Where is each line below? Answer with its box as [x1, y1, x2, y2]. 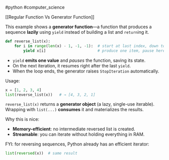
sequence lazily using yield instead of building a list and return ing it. [5, 29, 149, 35]
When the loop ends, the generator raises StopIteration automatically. [12, 68, 159, 74]
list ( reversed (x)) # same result [5, 151, 78, 156]
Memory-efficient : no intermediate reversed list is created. [12, 126, 135, 132]
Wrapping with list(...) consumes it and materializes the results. [5, 107, 144, 113]
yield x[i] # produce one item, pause [23, 48, 154, 53]
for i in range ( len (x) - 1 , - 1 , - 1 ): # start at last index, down [14, 43, 158, 48]
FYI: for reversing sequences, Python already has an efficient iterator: [5, 141, 149, 147]
